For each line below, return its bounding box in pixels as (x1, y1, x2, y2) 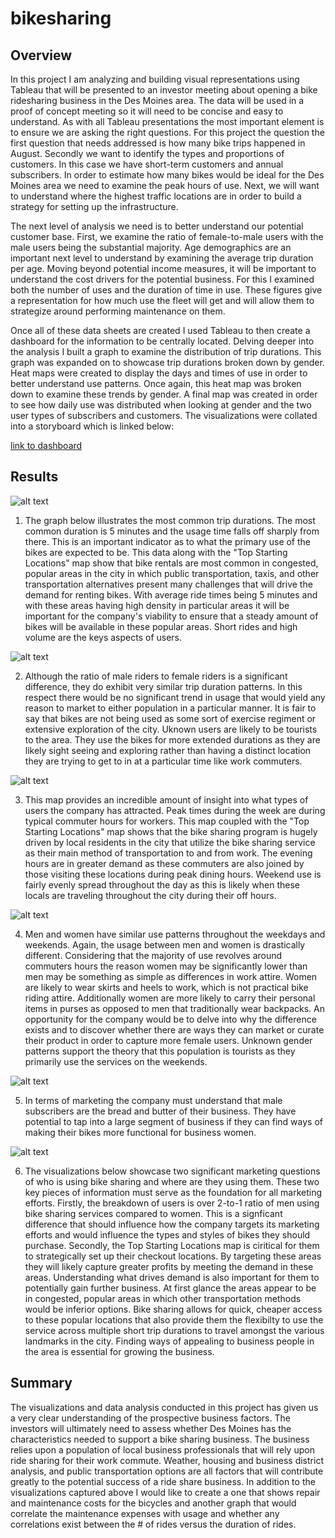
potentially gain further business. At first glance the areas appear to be (24, 1282, 317, 1294)
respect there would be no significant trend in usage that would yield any (24, 691, 326, 703)
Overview (10, 47, 73, 64)
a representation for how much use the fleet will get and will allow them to (10, 295, 315, 306)
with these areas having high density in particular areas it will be (24, 599, 290, 611)
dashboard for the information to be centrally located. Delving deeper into (10, 335, 315, 347)
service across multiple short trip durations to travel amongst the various (24, 1324, 325, 1336)
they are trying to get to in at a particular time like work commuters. (24, 755, 303, 767)
